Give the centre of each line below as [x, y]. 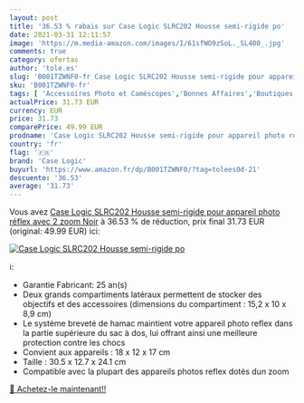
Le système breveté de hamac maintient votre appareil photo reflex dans [157, 323]
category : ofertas [44, 60]
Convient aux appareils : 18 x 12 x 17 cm [96, 352]
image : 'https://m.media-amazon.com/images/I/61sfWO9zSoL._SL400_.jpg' [147, 43]
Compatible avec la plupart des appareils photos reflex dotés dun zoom [156, 371]
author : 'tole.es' [44, 69]
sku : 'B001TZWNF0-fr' [50, 85]
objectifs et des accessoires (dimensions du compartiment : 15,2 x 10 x [154, 304]
